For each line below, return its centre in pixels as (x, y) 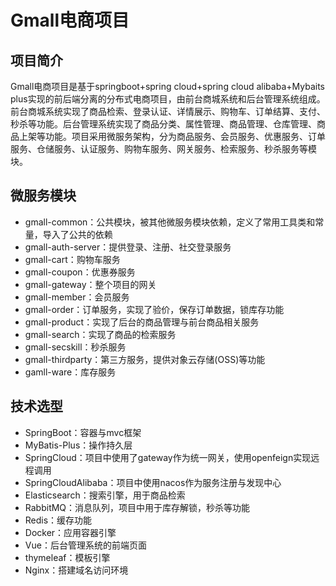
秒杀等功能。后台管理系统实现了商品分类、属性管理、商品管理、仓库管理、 (163, 124)
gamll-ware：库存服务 (70, 372)
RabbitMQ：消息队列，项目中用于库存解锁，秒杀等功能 (137, 507)
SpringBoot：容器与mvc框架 (83, 432)
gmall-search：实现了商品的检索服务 (100, 334)
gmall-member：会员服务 (77, 297)
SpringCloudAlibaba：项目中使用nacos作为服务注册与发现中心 (153, 482)
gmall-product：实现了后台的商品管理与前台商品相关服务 (142, 322)
